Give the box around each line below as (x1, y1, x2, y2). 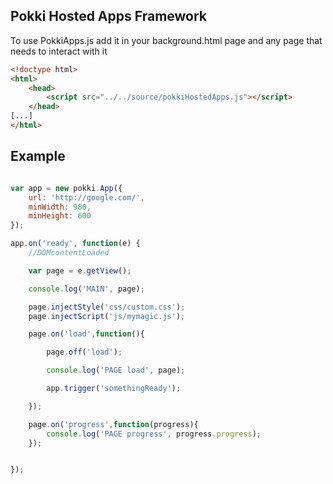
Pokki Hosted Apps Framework (10, 8, 208, 25)
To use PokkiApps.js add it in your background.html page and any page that (10, 34, 323, 46)
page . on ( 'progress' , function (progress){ (28, 419, 199, 429)
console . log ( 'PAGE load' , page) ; (46, 365, 186, 376)
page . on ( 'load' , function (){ (28, 329, 145, 339)
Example (10, 148, 66, 165)
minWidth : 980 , (28, 202, 92, 212)
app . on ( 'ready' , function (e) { (10, 239, 141, 249)
